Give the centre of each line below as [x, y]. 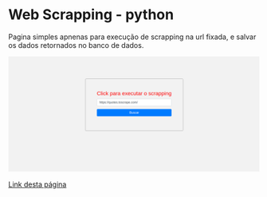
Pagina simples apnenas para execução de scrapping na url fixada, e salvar [132, 37]
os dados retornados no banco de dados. [76, 45]
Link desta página [37, 184]
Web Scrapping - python [91, 15]
